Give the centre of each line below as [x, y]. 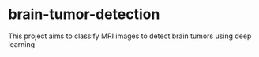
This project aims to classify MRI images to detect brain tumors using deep [130, 36]
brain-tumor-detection [84, 14]
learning [22, 44]
